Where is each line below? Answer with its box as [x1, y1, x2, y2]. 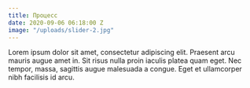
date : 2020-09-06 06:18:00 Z [8, 19, 104, 27]
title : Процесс [8, 11, 58, 20]
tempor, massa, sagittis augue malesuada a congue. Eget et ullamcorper [8, 64, 242, 74]
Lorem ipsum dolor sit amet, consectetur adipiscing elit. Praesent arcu [8, 48, 236, 57]
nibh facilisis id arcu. [8, 72, 75, 82]
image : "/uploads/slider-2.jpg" [8, 26, 114, 34]
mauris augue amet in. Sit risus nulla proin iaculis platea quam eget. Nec [8, 56, 242, 65]
